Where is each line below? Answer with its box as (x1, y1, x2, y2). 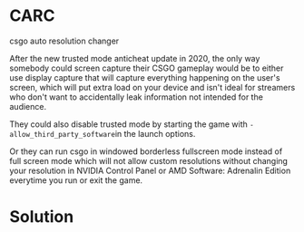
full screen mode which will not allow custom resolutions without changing (9, 155, 289, 166)
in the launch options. (114, 128, 196, 139)
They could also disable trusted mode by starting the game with (9, 119, 248, 130)
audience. (9, 101, 47, 111)
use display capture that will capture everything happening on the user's (9, 72, 280, 82)
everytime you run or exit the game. (9, 174, 143, 186)
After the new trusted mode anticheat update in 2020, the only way (9, 53, 260, 63)
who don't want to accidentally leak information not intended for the (9, 92, 263, 102)
